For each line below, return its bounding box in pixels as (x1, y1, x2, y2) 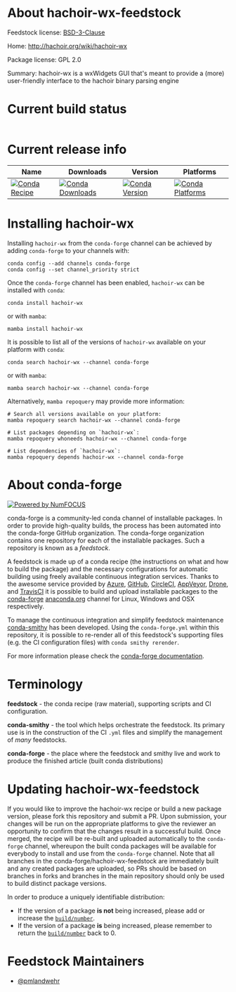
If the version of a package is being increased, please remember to (17, 921, 212, 929)
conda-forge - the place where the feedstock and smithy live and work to (7, 749, 221, 757)
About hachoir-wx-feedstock (7, 5, 181, 21)
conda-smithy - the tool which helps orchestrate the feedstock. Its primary (7, 720, 225, 729)
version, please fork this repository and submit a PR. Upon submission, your (7, 811, 227, 820)
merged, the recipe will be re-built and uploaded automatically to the (7, 834, 206, 842)
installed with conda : (7, 286, 65, 294)
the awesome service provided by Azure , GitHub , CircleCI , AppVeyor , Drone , (7, 580, 229, 588)
